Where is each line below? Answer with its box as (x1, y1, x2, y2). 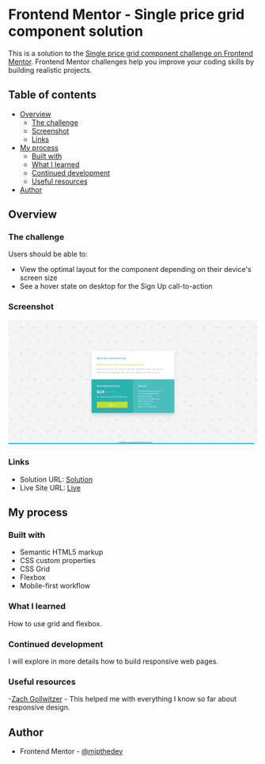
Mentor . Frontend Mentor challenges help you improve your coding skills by (8, 57, 255, 66)
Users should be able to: (8, 249, 89, 259)
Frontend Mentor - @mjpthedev (19, 747, 123, 756)
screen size (19, 273, 58, 282)
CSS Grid (19, 564, 50, 574)
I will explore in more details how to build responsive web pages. (8, 656, 219, 666)
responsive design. (8, 702, 70, 713)
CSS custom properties (19, 556, 97, 565)
